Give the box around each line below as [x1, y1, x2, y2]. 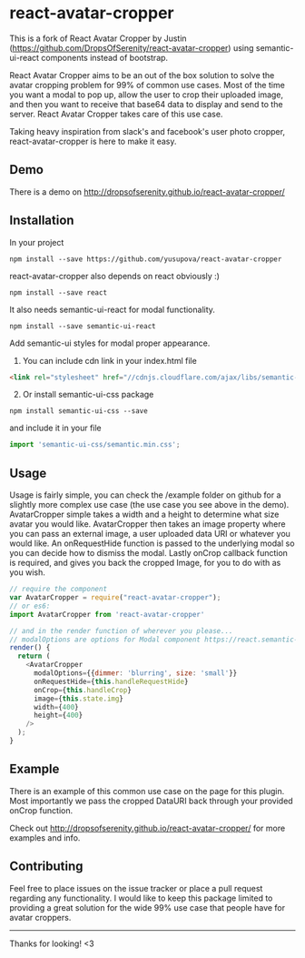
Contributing [9, 859, 84, 874]
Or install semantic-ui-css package [22, 389, 154, 400]
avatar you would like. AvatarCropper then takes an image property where [9, 519, 286, 529]
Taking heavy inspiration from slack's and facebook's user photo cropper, [9, 126, 286, 136]
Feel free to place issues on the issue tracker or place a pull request [9, 882, 263, 893]
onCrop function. [9, 804, 74, 816]
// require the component [9, 585, 107, 594]
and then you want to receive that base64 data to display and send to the [9, 98, 283, 109]
